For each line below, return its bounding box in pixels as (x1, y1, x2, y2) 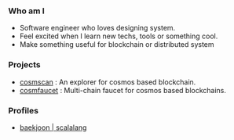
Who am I (8, 5, 45, 16)
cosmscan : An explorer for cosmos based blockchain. (19, 77, 196, 87)
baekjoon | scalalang (19, 123, 87, 132)
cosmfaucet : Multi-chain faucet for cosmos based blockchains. (19, 85, 226, 95)
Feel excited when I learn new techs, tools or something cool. (19, 31, 218, 41)
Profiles (8, 105, 39, 116)
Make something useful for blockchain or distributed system (19, 40, 214, 49)
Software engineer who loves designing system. (19, 23, 176, 33)
